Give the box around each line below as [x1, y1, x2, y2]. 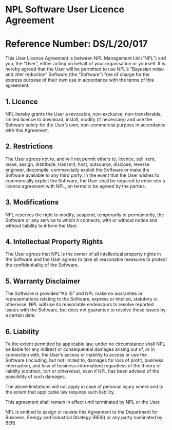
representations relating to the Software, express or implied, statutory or [5, 296, 158, 302]
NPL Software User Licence [5, 4, 125, 15]
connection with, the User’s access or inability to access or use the [5, 352, 147, 358]
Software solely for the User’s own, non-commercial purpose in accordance [5, 122, 166, 128]
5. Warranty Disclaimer [5, 276, 81, 286]
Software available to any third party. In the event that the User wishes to [5, 172, 160, 178]
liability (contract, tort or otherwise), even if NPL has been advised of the [5, 368, 160, 374]
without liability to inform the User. [5, 222, 78, 229]
